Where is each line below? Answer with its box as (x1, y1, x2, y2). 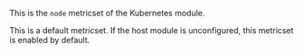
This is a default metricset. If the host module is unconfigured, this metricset (9, 25, 294, 35)
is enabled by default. (9, 35, 90, 45)
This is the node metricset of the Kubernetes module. (9, 8, 205, 18)
